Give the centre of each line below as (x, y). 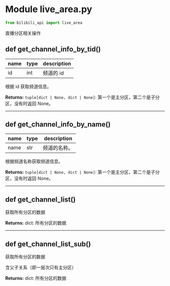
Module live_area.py (49, 9)
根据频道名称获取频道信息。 (34, 161)
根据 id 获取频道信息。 (28, 86)
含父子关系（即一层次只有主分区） (41, 268)
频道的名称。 (58, 148)
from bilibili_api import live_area (44, 23)
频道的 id (53, 73)
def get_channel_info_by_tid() (53, 49)
